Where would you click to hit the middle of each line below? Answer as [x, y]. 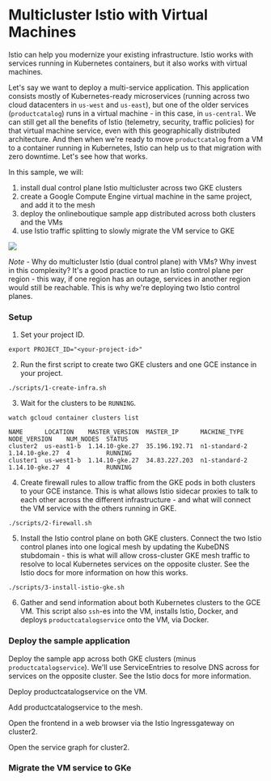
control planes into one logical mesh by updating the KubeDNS [125, 547]
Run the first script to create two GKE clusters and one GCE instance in [138, 365]
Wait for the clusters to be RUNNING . [78, 403]
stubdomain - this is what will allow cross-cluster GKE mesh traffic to [135, 556]
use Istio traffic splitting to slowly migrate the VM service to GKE [127, 230]
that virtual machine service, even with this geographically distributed [125, 130]
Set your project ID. [52, 335]
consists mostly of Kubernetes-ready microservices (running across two [129, 96]
